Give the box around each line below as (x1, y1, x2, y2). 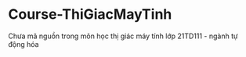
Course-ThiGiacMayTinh (8, 5, 172, 23)
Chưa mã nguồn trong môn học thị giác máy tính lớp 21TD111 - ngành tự (8, 31, 238, 41)
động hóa (8, 39, 39, 48)
